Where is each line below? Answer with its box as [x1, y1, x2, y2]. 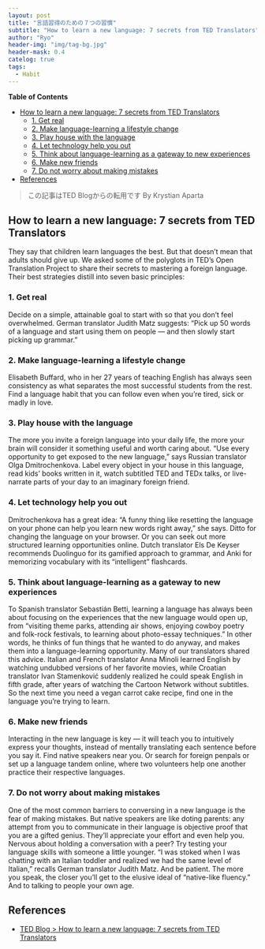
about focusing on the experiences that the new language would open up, [8, 612, 248, 622]
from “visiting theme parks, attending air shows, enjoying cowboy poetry [8, 621, 244, 630]
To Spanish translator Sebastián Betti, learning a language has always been [8, 604, 253, 614]
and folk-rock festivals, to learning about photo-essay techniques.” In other [8, 629, 252, 639]
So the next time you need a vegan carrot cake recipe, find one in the [8, 688, 233, 697]
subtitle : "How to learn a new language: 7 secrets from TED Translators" [8, 26, 259, 34]
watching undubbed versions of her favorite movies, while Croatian [8, 663, 226, 672]
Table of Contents [8, 92, 69, 101]
